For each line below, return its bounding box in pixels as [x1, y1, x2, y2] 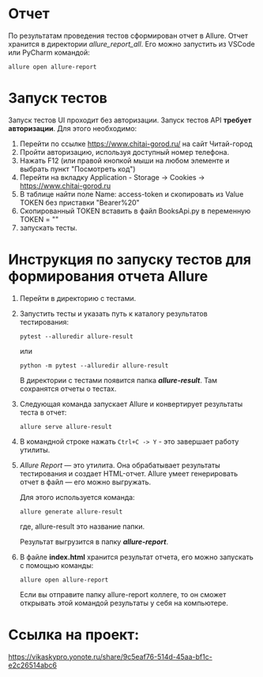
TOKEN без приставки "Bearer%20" [19, 197, 140, 207]
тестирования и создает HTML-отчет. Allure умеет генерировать [19, 468, 239, 478]
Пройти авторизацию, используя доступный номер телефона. [19, 147, 230, 156]
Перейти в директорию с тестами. [19, 293, 137, 303]
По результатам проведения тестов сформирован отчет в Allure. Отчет [8, 31, 249, 40]
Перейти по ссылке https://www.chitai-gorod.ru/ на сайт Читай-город [19, 139, 253, 149]
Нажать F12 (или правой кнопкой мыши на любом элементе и [19, 156, 230, 165]
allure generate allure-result [19, 507, 123, 516]
